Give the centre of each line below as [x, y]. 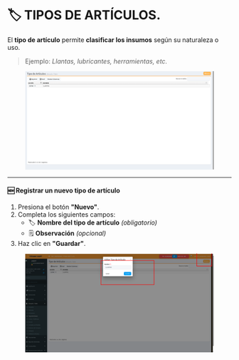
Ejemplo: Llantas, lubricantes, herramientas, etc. [96, 61]
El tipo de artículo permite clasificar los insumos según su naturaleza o [113, 40]
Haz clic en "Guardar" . [52, 243]
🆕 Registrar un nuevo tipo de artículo [64, 190]
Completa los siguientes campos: [67, 214]
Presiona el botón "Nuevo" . [58, 207]
